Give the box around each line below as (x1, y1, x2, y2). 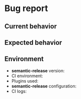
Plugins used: (11, 78, 39, 84)
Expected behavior (4, 38, 62, 46)
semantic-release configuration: (11, 83, 77, 89)
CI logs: (11, 88, 27, 94)
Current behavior (4, 22, 57, 30)
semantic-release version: (11, 68, 65, 73)
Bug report (4, 3, 48, 14)
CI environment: (11, 73, 44, 79)
